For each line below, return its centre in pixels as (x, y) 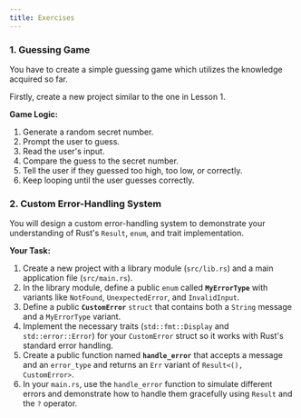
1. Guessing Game (50, 49)
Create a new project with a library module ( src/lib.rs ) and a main (148, 268)
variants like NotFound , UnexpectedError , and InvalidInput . (131, 297)
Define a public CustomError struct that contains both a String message (157, 307)
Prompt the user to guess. (71, 141)
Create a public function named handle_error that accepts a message (153, 355)
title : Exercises (42, 18)
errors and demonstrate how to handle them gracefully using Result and (157, 394)
